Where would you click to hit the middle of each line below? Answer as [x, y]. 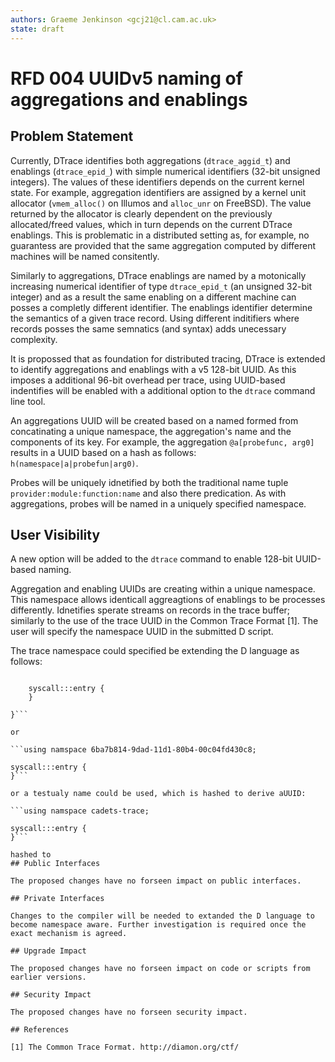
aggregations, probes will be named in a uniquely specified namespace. [158, 503]
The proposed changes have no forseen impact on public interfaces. [156, 881]
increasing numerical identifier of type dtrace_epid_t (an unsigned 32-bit [161, 286]
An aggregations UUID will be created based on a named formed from [154, 420]
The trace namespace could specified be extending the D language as [155, 651]
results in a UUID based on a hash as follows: [103, 452]
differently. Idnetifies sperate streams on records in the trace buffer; [150, 610]
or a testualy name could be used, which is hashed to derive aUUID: [158, 794]
